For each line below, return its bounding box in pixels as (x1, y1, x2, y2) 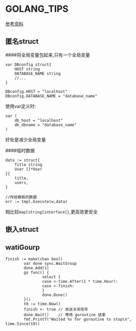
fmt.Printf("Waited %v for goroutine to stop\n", (24, 317, 132, 322)
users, (14, 180, 29, 185)
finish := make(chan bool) (5, 256, 63, 262)
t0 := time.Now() (24, 301, 61, 306)
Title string (14, 162, 43, 167)
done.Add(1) (24, 265, 50, 270)
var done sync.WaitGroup (24, 261, 77, 266)
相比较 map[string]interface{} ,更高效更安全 (5, 208, 98, 215)
